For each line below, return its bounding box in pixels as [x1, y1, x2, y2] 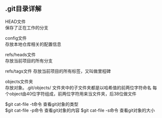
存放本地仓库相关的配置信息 [5, 41, 62, 47]
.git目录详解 [5, 4, 42, 13]
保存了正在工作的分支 [5, 24, 48, 30]
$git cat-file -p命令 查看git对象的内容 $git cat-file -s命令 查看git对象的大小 [5, 107, 155, 113]
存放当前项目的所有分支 [5, 58, 53, 64]
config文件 [5, 35, 27, 41]
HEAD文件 [5, 19, 26, 24]
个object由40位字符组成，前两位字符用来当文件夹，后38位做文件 [5, 91, 137, 96]
